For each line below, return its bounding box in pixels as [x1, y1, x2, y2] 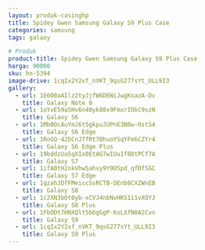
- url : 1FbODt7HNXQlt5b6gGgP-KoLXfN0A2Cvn [15, 208, 156, 216]
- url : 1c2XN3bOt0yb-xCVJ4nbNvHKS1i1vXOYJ [15, 193, 156, 201]
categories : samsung [8, 26, 76, 34]
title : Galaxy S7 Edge [22, 172, 96, 180]
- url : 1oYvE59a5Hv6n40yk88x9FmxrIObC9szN [15, 106, 156, 114]
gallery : [8, 84, 37, 92]
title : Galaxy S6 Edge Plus [22, 142, 113, 150]
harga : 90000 [8, 62, 51, 71]
